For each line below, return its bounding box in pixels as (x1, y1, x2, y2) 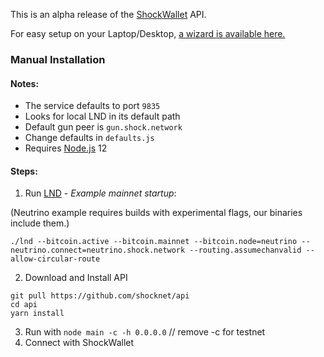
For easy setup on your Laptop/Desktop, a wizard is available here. (10, 28, 286, 39)
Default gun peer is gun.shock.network (24, 121, 183, 133)
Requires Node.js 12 (24, 142, 108, 154)
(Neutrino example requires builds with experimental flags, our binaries (10, 207, 303, 219)
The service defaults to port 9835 (24, 100, 161, 112)
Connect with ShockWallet (24, 337, 135, 349)
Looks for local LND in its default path (24, 110, 181, 123)
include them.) (10, 217, 70, 229)
